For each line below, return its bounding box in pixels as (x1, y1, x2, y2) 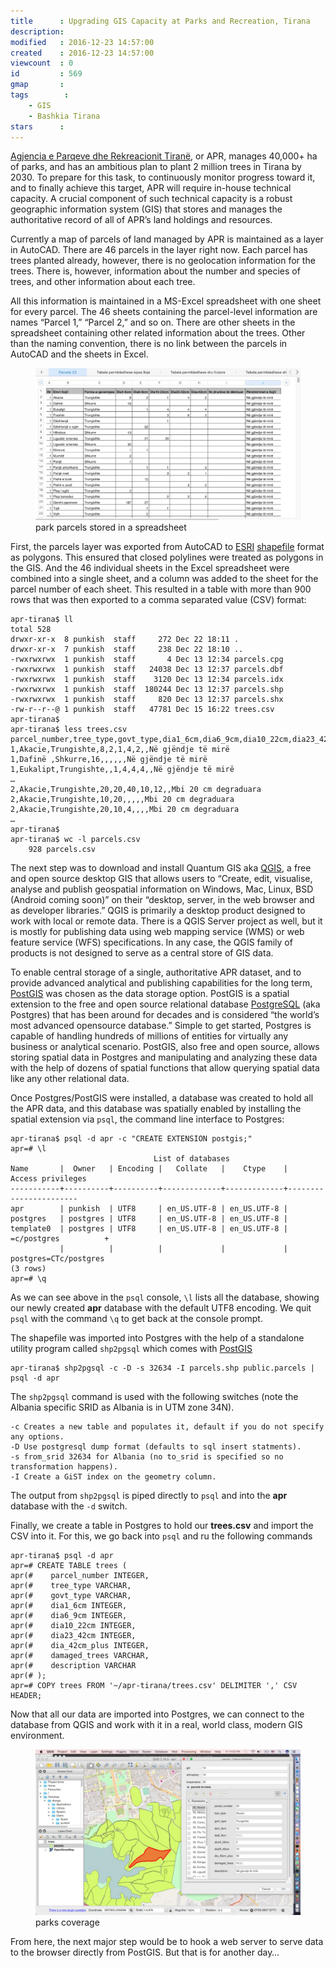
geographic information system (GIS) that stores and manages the (10, 203, 283, 215)
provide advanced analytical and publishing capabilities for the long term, (10, 976, 313, 989)
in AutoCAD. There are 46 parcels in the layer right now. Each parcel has (10, 244, 308, 256)
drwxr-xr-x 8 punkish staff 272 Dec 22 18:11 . (10, 634, 240, 644)
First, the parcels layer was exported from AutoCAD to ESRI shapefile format (10, 540, 325, 552)
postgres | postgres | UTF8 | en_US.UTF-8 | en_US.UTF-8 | (10, 1213, 288, 1224)
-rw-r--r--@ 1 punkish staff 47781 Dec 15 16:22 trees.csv (10, 704, 275, 714)
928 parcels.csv (28, 844, 97, 854)
